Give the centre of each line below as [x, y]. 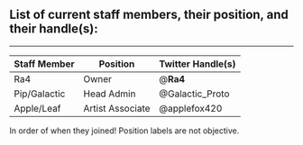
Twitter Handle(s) [197, 64]
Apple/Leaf [37, 108]
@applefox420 [191, 108]
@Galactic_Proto [194, 94]
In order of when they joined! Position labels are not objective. [124, 131]
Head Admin [110, 94]
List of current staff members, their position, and [149, 15]
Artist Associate [117, 108]
